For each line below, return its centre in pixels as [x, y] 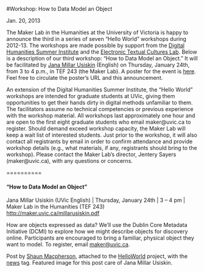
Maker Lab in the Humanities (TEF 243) [55, 207]
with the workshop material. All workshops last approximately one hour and [101, 116]
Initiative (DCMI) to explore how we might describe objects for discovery [97, 232]
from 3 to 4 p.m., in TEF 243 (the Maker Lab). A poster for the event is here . [101, 71]
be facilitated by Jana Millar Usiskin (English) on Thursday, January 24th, [98, 65]
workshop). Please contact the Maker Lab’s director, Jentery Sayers [91, 154]
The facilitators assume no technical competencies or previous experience [100, 109]
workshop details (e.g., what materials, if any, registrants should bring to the [102, 148]
